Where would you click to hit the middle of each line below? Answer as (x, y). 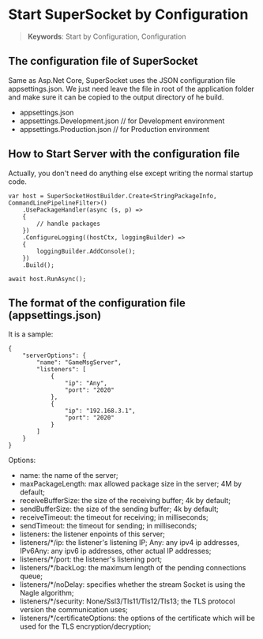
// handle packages (69, 224)
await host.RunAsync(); (47, 279)
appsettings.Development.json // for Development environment (122, 121)
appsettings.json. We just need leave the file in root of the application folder (131, 88)
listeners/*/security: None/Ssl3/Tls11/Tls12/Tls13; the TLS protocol (127, 601)
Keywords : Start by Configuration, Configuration (107, 36)
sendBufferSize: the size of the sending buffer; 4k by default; (119, 509)
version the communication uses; (74, 610)
